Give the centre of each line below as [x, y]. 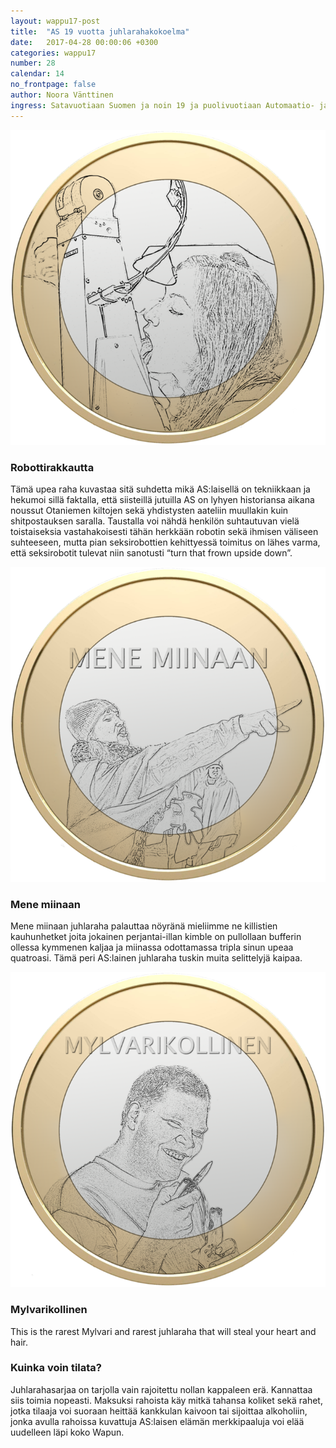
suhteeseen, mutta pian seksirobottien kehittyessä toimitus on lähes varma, [165, 542]
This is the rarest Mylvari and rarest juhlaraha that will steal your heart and [163, 1331]
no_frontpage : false [53, 85]
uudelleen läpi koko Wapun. [67, 1432]
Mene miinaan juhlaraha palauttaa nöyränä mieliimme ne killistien [144, 926]
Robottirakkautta [52, 467]
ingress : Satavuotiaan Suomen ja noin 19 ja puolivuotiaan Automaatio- [162, 105]
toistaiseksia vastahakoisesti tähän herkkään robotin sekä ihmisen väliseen [164, 531]
